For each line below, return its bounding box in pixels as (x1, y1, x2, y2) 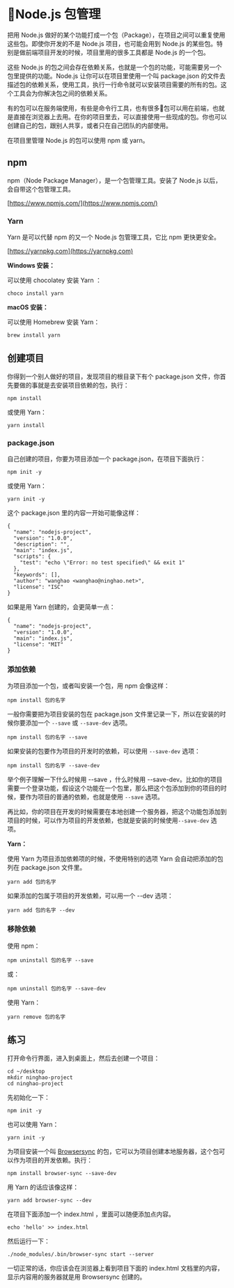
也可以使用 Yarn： (7, 1120, 59, 1128)
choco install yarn (7, 290, 64, 297)
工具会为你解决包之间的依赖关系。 (13, 89, 111, 98)
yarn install (7, 422, 45, 429)
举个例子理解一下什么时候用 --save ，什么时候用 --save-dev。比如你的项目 (7, 775, 223, 784)
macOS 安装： (7, 303, 49, 312)
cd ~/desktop (7, 1068, 45, 1075)
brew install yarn (7, 332, 61, 339)
